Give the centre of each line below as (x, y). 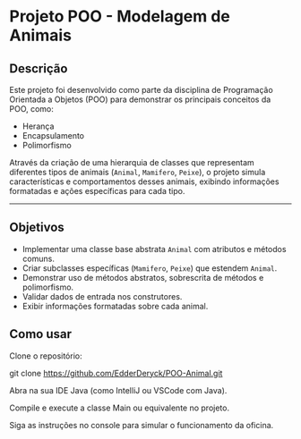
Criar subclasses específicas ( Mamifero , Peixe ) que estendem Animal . (150, 268)
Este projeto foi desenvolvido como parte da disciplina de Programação (141, 90)
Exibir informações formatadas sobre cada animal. (115, 306)
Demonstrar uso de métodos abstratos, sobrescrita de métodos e (143, 277)
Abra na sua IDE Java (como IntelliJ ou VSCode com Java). (118, 390)
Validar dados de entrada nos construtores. (102, 296)
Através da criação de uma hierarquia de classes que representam (132, 162)
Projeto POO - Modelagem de (120, 17)
